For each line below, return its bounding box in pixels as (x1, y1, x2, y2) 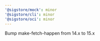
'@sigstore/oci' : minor (5, 16, 55, 21)
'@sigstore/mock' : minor (5, 7, 57, 12)
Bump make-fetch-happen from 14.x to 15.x (5, 30, 95, 36)
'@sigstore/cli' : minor (5, 12, 55, 17)
